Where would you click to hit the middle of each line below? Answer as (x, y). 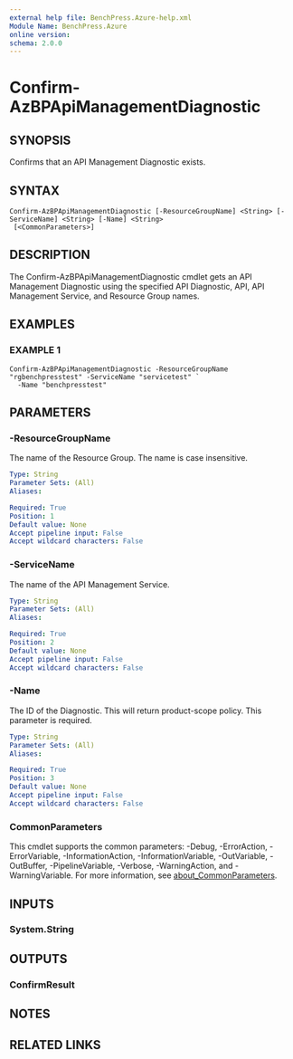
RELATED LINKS (55, 1045)
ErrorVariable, (35, 856)
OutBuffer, (28, 866)
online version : (40, 34)
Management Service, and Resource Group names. (105, 296)
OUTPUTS (38, 959)
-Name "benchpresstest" (62, 385)
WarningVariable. (42, 875)
